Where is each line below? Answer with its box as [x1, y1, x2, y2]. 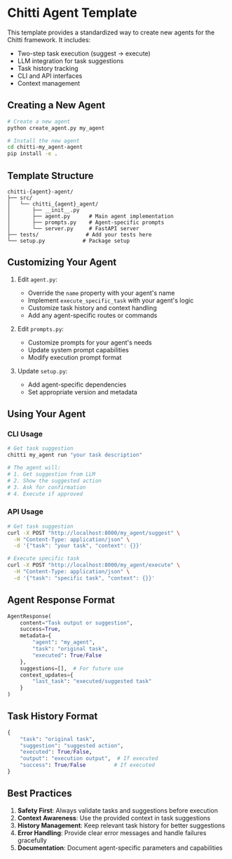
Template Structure [7, 170, 94, 182]
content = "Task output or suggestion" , [20, 619, 133, 626]
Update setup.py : [17, 366, 68, 375]
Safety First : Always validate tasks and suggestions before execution [17, 806, 219, 815]
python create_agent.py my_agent [7, 124, 105, 131]
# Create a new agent [7, 118, 71, 125]
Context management [17, 79, 81, 87]
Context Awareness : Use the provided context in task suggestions [17, 813, 211, 822]
